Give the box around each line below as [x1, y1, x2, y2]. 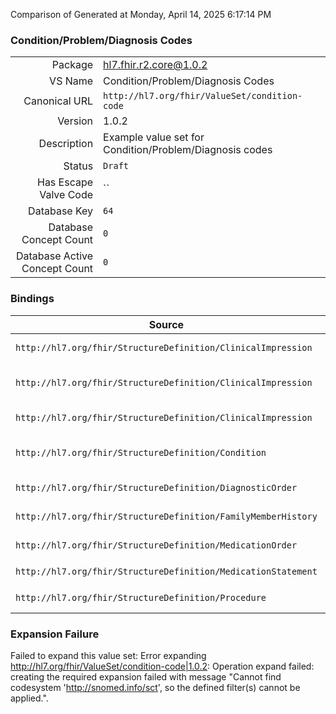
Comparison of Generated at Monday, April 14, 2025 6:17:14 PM [10, 9, 272, 20]
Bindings [10, 292, 55, 306]
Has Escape [36, 175, 94, 189]
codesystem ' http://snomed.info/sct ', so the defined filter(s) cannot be [10, 681, 301, 693]
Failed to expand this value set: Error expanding [10, 649, 207, 661]
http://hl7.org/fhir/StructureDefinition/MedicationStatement [15, 565, 318, 577]
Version [57, 114, 94, 128]
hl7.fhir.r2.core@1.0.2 [103, 58, 208, 72]
